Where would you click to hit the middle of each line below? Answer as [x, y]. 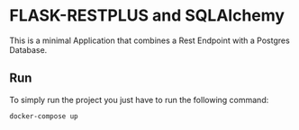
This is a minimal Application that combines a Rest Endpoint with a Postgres [149, 40]
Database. [28, 49]
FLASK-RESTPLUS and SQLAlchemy [147, 16]
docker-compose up [44, 116]
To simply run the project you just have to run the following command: [139, 100]
